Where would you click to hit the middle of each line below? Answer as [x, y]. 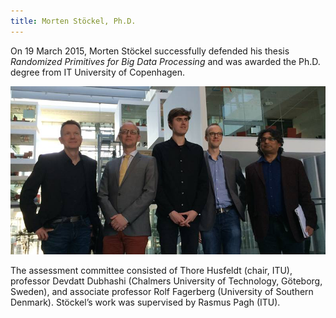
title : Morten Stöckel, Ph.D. [73, 21]
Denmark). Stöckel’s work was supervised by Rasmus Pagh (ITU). [145, 302]
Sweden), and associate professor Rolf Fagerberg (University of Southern [162, 292]
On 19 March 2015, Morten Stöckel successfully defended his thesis [150, 51]
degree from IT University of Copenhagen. [98, 72]
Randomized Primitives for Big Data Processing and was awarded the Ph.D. [165, 61]
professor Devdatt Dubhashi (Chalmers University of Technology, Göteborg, [166, 281]
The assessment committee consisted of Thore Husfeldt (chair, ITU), [151, 271]
